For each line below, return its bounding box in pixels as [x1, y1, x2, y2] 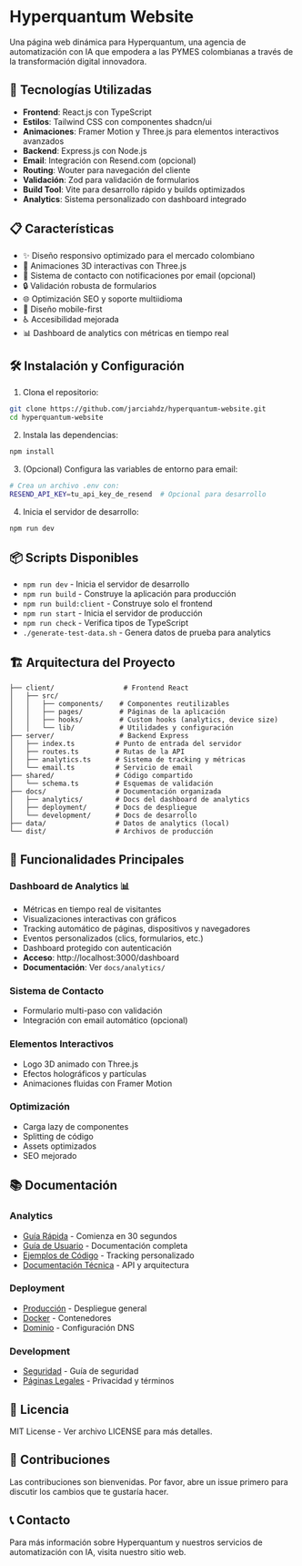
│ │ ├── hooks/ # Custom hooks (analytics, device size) [9, 715, 279, 725]
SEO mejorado [22, 1150, 77, 1161]
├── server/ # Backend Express [9, 732, 189, 741]
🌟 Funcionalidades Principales [9, 852, 185, 867]
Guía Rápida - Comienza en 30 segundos [22, 1230, 177, 1241]
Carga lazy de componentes [22, 1121, 129, 1131]
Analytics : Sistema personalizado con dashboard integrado [22, 193, 247, 204]
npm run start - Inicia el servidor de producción [22, 608, 203, 619]
